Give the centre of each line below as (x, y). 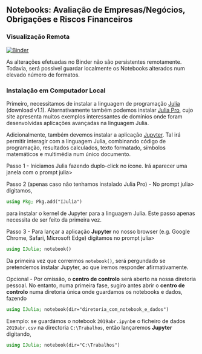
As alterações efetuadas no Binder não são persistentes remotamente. (94, 62)
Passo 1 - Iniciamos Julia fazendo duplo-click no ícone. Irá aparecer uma (97, 166)
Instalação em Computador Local (56, 90)
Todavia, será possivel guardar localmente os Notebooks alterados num (96, 68)
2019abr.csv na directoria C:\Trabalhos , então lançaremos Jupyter (89, 327)
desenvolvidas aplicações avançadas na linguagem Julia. (78, 123)
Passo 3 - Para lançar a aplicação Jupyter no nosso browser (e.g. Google (98, 231)
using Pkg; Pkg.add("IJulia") (44, 202)
